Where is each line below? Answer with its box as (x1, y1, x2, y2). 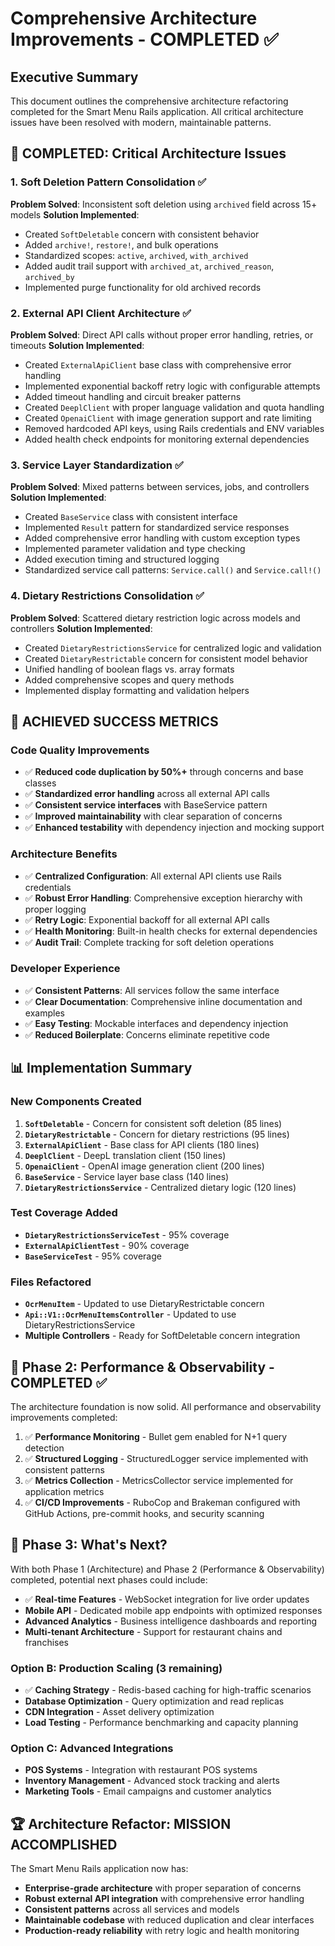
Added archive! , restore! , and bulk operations (24, 238, 219, 251)
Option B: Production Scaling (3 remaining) (10, 1661, 223, 1675)
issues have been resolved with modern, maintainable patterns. (10, 117, 272, 128)
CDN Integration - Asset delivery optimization (24, 1706, 215, 1718)
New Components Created (10, 1095, 142, 1109)
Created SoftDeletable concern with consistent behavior (24, 228, 260, 240)
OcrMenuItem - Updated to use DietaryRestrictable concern (24, 1298, 265, 1310)
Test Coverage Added (10, 1206, 118, 1220)
